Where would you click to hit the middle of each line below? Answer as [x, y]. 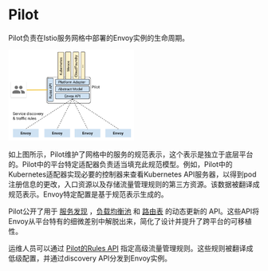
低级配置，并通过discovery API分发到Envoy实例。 [90, 258]
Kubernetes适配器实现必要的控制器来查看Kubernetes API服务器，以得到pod [132, 174]
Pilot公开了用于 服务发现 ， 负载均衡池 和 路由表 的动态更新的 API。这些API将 [134, 211]
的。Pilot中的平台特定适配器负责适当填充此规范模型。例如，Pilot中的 [120, 164]
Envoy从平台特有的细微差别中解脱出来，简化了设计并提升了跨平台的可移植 [130, 221]
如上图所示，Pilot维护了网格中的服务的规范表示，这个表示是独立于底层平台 [131, 154]
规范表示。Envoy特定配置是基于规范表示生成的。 [89, 194]
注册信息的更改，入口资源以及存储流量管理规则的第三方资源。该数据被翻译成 [134, 184]
